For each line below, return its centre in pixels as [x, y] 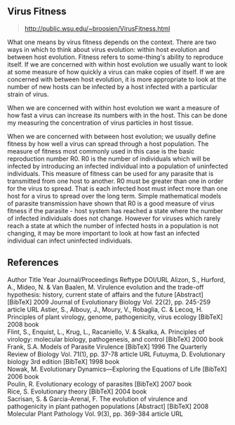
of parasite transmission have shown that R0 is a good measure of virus [111, 203]
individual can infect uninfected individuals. [70, 241]
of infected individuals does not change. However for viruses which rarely [114, 218]
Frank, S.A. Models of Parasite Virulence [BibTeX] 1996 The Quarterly [107, 346]
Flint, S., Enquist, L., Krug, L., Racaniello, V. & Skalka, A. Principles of [106, 332]
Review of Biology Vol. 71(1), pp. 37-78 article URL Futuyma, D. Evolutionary [116, 354]
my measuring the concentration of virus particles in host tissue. [100, 123]
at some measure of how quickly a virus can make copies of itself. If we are [116, 72]
